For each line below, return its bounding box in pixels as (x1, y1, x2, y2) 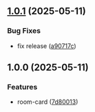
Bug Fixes (7, 26, 41, 36)
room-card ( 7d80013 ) (17, 98, 78, 106)
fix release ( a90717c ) (17, 41, 77, 50)
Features (7, 82, 38, 91)
